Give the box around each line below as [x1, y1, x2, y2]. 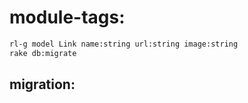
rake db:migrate [9, 48, 77, 58]
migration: [9, 76, 76, 93]
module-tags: [9, 6, 126, 29]
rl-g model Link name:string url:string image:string [9, 39, 239, 49]
